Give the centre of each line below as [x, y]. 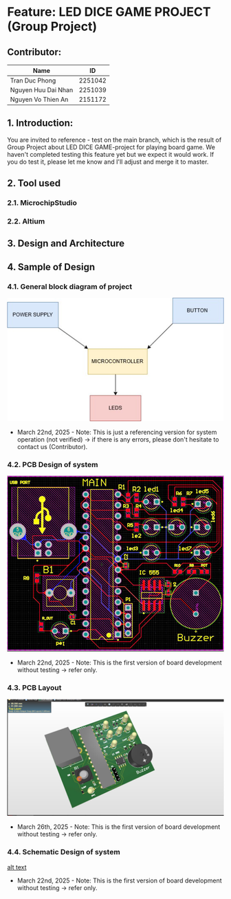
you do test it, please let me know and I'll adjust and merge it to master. [108, 162]
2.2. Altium [26, 221]
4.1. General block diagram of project [70, 286]
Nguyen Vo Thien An [39, 100]
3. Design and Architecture [66, 244]
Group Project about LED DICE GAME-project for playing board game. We [111, 147]
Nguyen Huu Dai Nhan [42, 90]
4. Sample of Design [51, 267]
